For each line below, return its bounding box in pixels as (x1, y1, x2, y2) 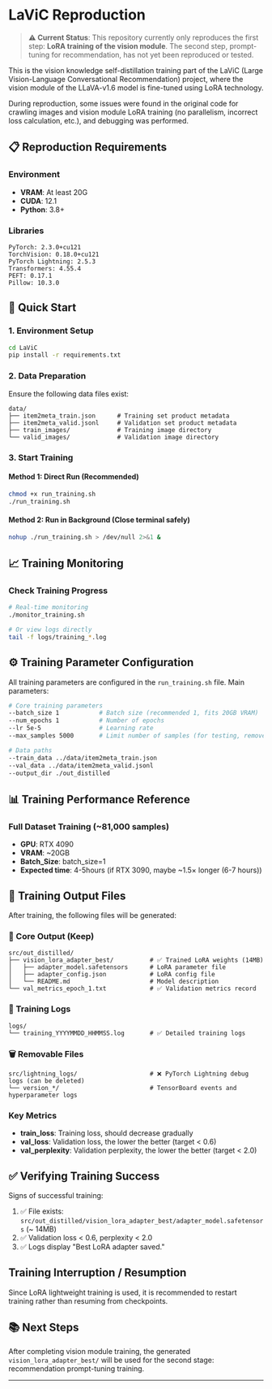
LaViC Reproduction (8, 6, 146, 24)
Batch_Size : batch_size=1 (19, 857, 106, 867)
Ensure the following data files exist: (8, 388, 130, 399)
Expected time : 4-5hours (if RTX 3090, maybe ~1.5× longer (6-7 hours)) (19, 865, 262, 875)
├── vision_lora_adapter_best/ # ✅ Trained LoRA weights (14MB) (8, 956, 265, 964)
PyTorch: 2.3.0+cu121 (8, 243, 82, 251)
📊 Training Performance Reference (8, 792, 190, 806)
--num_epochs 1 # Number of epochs (8, 716, 164, 725)
